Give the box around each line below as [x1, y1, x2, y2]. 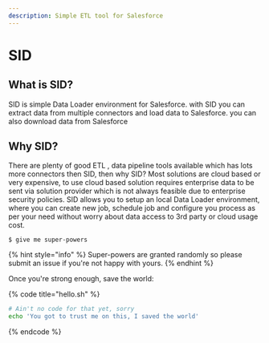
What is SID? [8, 78, 74, 92]
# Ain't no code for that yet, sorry [8, 305, 135, 313]
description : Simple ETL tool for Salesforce [8, 11, 163, 20]
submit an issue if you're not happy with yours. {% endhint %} [8, 258, 214, 268]
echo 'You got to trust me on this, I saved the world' [8, 313, 199, 321]
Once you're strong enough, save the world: [8, 274, 154, 284]
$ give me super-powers [8, 236, 88, 244]
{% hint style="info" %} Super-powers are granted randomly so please [8, 250, 243, 260]
